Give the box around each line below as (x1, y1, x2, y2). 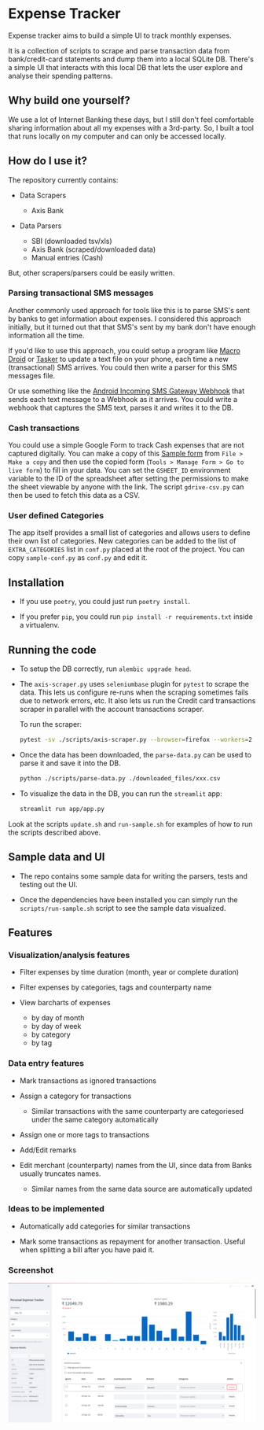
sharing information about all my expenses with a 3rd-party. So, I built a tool (8, 123, 254, 132)
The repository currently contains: (8, 175, 119, 185)
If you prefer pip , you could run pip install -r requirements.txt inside (19, 612, 253, 621)
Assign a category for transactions (19, 1091, 132, 1100)
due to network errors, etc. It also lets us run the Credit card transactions (19, 696, 256, 706)
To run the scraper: (19, 720, 82, 729)
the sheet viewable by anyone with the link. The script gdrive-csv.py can (8, 482, 244, 492)
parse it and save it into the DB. (19, 758, 122, 768)
